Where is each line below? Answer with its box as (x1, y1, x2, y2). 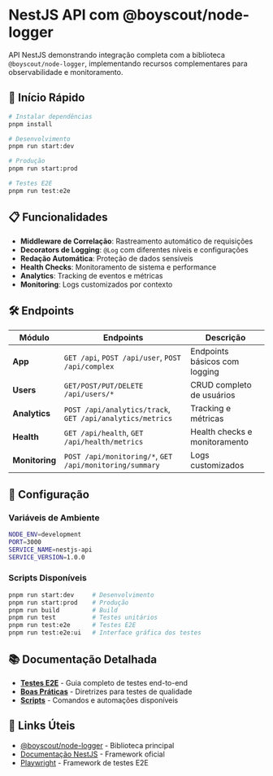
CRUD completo (190, 379, 252, 391)
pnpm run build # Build (8, 606, 118, 614)
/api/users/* (63, 389, 115, 399)
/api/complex (63, 362, 115, 371)
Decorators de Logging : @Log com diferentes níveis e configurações (19, 244, 249, 254)
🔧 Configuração (8, 487, 89, 502)
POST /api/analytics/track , (63, 404, 171, 415)
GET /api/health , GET (63, 427, 144, 439)
